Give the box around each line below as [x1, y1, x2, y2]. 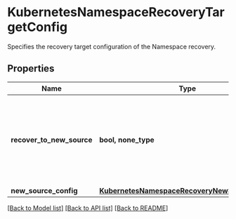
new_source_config [11, 185, 79, 195]
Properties [7, 62, 55, 74]
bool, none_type [99, 135, 155, 145]
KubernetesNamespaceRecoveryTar [7, 4, 225, 20]
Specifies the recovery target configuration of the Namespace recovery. [7, 42, 216, 51]
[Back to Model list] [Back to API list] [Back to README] [7, 204, 169, 212]
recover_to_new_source [11, 135, 93, 145]
